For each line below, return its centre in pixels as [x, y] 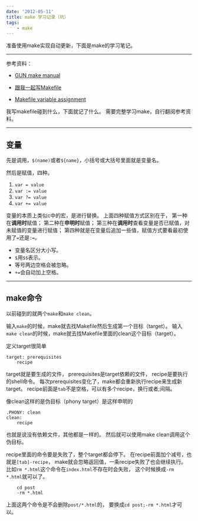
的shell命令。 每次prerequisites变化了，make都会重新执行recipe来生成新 [94, 381]
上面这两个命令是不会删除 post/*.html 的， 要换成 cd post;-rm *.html [89, 504]
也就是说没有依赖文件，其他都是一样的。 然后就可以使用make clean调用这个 [98, 434]
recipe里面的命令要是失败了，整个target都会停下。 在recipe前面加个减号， [96, 454]
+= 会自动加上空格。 [38, 273]
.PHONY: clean [24, 412]
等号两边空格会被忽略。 [43, 265]
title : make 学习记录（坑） [37, 17]
